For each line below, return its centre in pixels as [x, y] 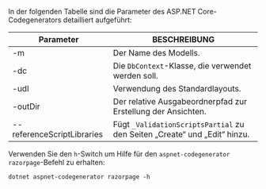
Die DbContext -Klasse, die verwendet [182, 66]
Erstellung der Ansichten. [160, 112]
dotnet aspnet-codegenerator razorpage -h [79, 177]
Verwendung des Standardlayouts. [177, 89]
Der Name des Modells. [156, 53]
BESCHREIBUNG [183, 39]
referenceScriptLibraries [57, 134]
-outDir [27, 106]
